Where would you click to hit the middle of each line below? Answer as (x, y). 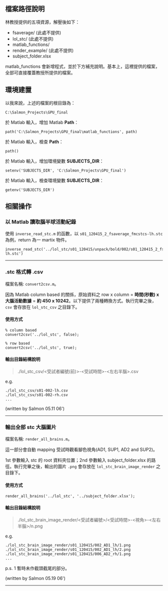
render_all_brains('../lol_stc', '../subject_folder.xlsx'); (70, 496)
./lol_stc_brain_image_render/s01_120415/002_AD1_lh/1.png (68, 545)
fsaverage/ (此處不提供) (37, 32)
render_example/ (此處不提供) (43, 50)
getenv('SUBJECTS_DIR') (30, 190)
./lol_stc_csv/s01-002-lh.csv (37, 391)
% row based (17, 343)
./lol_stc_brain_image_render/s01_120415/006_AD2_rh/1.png (68, 554)
